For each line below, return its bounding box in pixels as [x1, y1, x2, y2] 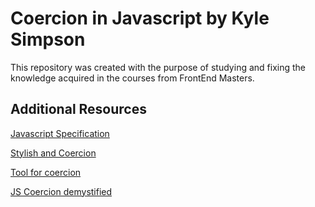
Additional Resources [10, 101, 147, 118]
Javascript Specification [10, 127, 110, 139]
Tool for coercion [10, 166, 82, 178]
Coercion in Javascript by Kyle [10, 7, 270, 30]
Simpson [10, 28, 86, 51]
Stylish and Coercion [10, 147, 97, 159]
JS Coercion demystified [10, 185, 113, 197]
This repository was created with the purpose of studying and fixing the [10, 61, 306, 73]
